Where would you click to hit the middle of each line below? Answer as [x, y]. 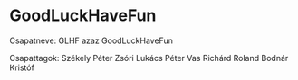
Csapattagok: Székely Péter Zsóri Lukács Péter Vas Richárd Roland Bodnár [149, 58]
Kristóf [22, 67]
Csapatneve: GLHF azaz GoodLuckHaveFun [91, 40]
